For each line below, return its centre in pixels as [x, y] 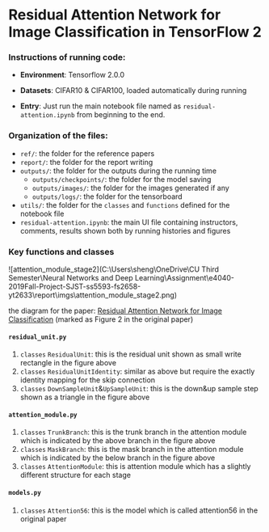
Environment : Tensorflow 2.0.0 [72, 75]
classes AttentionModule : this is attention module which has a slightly [135, 467]
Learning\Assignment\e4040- [185, 278]
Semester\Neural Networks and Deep [71, 278]
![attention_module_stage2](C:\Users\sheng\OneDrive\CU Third [114, 269]
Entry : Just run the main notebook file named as [101, 106]
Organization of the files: [58, 136]
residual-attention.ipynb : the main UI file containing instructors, [129, 222]
